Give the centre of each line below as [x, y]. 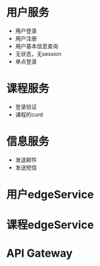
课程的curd [29, 114]
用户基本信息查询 [37, 46]
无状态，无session [38, 53]
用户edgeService [50, 195]
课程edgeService [50, 225]
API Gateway [40, 253]
